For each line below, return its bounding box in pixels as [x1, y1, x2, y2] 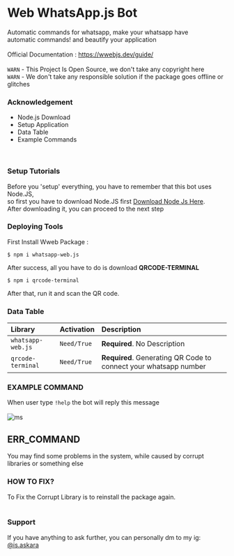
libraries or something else [7, 459, 84, 468]
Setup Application [17, 121, 69, 129]
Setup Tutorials [7, 166, 61, 176]
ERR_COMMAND [7, 433, 81, 445]
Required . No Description [101, 339, 185, 349]
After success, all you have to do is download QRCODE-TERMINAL [7, 263, 200, 271]
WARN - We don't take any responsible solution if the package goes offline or [7, 72, 224, 81]
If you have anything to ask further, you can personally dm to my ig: [7, 533, 201, 541]
